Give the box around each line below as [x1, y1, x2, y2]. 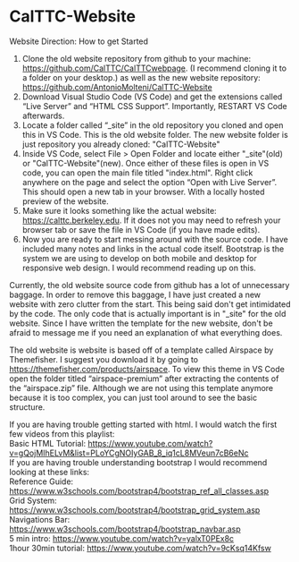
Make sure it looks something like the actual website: [21, 205, 217, 216]
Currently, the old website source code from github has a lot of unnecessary [9, 279, 290, 290]
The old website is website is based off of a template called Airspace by [9, 345, 274, 355]
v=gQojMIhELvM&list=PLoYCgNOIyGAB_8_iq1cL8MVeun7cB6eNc [9, 447, 249, 458]
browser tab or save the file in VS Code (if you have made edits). [21, 224, 261, 234]
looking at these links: [9, 466, 90, 477]
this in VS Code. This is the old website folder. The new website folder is [21, 129, 288, 140]
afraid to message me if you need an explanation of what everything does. [9, 327, 283, 337]
